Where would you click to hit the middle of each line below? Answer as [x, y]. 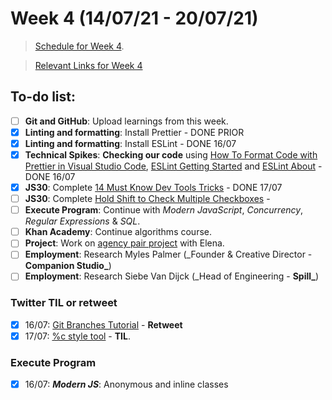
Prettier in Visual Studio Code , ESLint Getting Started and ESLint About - [173, 166]
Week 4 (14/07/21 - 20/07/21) [134, 18]
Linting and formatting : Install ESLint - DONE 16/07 [130, 143]
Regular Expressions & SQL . [82, 221]
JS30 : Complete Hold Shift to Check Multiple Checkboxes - [147, 199]
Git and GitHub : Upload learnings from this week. [126, 121]
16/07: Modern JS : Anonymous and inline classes [126, 384]
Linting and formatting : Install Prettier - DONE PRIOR [134, 132]
